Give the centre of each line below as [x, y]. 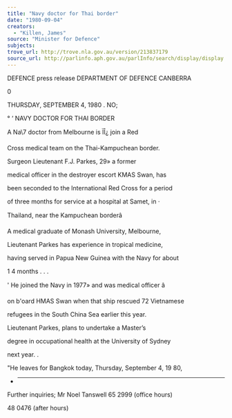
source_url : [24, 59]
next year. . [23, 354]
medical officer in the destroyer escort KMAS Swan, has [87, 175]
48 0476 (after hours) [38, 408]
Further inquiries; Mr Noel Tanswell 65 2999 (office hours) [90, 395]
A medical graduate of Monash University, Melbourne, [84, 231]
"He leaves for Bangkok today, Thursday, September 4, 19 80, [95, 368]
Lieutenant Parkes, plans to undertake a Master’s [77, 328]
